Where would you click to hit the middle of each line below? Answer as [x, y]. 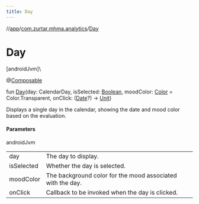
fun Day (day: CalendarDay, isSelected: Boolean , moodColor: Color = [89, 92]
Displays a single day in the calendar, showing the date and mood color [93, 109]
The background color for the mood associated [112, 175]
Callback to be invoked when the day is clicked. [112, 192]
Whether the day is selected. [86, 166]
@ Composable [24, 80]
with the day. [64, 183]
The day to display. [72, 156]
